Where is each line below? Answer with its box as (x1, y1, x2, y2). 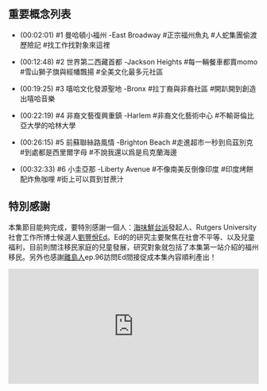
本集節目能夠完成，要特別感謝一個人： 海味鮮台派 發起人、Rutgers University (8, 222, 257, 232)
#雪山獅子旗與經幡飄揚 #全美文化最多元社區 (19, 67, 164, 76)
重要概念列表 (8, 7, 72, 21)
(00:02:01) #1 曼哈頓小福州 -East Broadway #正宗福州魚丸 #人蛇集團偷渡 (19, 30, 257, 40)
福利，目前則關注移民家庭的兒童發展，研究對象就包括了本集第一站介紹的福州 (8, 242, 259, 252)
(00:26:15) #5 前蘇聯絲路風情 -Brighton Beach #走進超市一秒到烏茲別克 (19, 137, 253, 147)
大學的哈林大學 (26, 120, 76, 130)
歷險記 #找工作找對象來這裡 (19, 40, 110, 49)
